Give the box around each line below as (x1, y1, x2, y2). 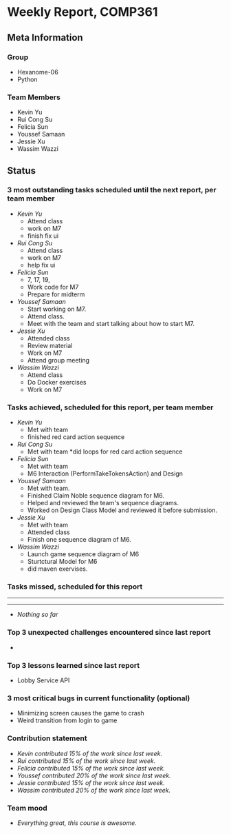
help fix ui (27, 261, 56, 269)
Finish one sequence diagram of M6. (27, 536, 132, 544)
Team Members (7, 92, 60, 102)
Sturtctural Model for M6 (27, 558, 98, 566)
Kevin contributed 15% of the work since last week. (16, 749, 163, 757)
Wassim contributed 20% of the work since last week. (16, 786, 171, 794)
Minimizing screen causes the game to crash (16, 709, 144, 718)
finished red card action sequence (27, 433, 125, 441)
